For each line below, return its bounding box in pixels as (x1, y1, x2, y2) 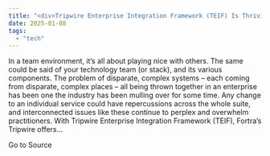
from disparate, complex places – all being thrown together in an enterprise (8, 82, 257, 92)
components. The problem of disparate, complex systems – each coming (8, 73, 251, 83)
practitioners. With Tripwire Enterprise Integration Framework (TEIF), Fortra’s (8, 116, 262, 125)
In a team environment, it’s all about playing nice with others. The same (8, 56, 243, 66)
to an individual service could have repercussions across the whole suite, (8, 99, 252, 109)
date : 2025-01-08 (8, 19, 67, 27)
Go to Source (8, 140, 52, 150)
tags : (8, 27, 27, 35)
